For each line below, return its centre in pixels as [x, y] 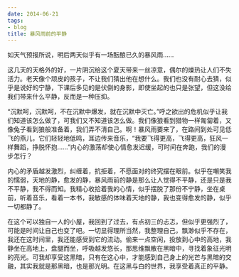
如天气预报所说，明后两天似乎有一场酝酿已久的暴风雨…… [91, 55]
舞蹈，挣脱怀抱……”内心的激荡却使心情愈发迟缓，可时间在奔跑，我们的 [117, 147]
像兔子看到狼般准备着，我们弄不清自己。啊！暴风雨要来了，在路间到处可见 [116, 129]
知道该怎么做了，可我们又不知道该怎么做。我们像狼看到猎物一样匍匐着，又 [122, 121]
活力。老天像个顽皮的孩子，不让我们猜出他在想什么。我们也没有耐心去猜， [116, 79]
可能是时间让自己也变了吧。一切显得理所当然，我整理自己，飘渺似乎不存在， [119, 231]
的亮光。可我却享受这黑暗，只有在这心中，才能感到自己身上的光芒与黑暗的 [116, 257]
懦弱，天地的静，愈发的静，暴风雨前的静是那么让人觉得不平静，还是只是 [119, 180]
